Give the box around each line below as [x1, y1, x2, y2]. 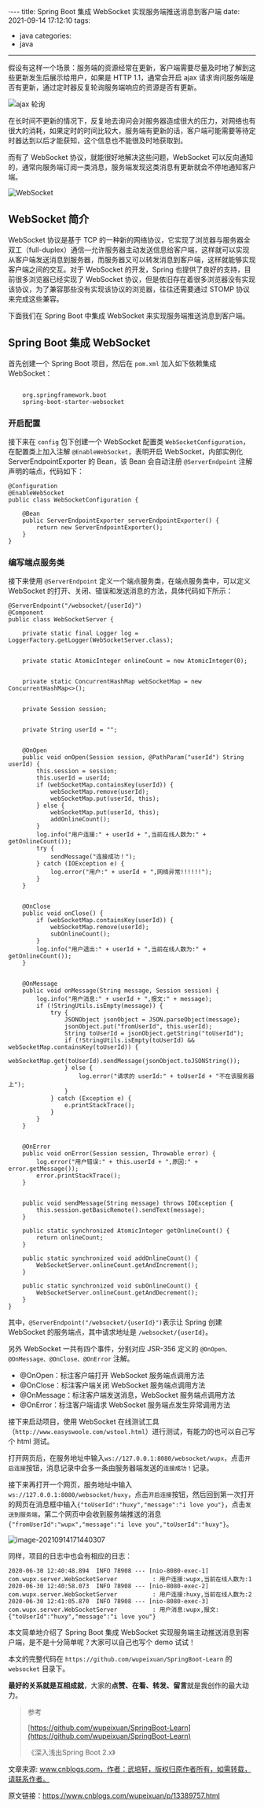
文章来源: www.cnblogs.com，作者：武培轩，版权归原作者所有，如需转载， [8, 1765, 251, 1774]
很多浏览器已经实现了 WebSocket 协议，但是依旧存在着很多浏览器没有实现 [14, 274, 256, 283]
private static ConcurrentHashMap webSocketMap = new [22, 678, 202, 686]
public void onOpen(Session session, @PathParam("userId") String [22, 754, 244, 761]
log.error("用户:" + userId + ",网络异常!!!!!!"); [49, 869, 212, 876]
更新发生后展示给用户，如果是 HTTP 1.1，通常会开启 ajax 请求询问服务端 [14, 73, 247, 82]
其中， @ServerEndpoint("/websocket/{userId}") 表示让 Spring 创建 [8, 1317, 222, 1327]
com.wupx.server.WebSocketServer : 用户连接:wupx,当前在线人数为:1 [8, 1576, 252, 1584]
